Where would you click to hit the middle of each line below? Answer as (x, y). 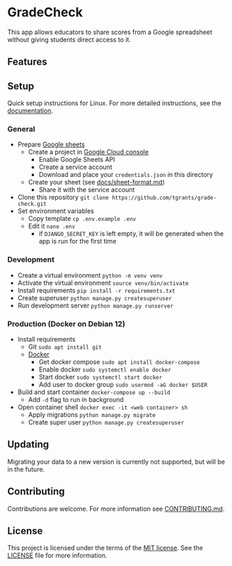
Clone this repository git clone (63, 197)
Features (27, 62)
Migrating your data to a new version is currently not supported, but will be (116, 462)
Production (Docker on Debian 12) (66, 324)
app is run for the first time (77, 241)
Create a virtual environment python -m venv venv (90, 275)
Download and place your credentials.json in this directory (126, 175)
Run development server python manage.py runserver (95, 305)
